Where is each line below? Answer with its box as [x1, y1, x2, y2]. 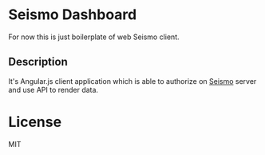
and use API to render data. [8, 85, 98, 94]
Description [8, 55, 68, 69]
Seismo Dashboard [8, 6, 137, 24]
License [8, 113, 62, 131]
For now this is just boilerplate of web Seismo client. [8, 32, 180, 42]
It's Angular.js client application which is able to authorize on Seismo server [8, 76, 257, 85]
